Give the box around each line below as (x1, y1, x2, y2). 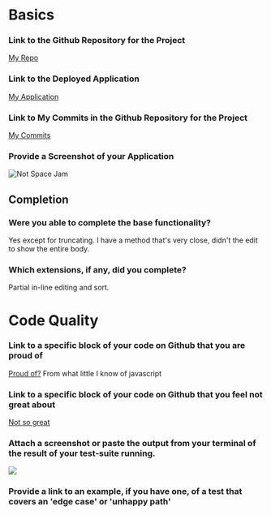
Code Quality (8, 311, 99, 329)
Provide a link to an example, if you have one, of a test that (8, 486, 243, 497)
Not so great (8, 418, 50, 427)
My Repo (8, 53, 39, 62)
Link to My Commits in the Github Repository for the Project (8, 112, 248, 123)
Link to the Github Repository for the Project (8, 35, 186, 46)
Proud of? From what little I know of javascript (8, 368, 162, 378)
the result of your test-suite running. (8, 448, 156, 459)
